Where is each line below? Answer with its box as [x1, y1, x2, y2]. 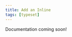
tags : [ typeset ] [5, 12, 40, 17]
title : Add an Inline [5, 7, 51, 13]
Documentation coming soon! [5, 26, 67, 32]
